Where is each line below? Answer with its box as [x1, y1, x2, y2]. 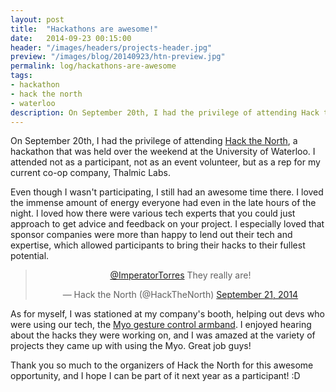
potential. [10, 250, 50, 262]
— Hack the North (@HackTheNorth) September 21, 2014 [62, 289, 299, 301]
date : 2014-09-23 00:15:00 [10, 33, 132, 43]
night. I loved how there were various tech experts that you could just [10, 207, 296, 220]
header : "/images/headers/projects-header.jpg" [10, 42, 213, 53]
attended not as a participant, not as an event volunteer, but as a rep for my [10, 156, 321, 168]
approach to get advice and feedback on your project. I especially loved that [10, 218, 325, 230]
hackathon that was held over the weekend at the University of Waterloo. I [10, 146, 316, 158]
